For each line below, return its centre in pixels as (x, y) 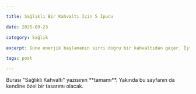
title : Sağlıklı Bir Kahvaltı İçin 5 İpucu (60, 16)
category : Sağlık (27, 37)
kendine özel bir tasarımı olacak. (45, 86)
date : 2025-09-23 (27, 27)
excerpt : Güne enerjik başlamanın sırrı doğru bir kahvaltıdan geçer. (94, 48)
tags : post (19, 59)
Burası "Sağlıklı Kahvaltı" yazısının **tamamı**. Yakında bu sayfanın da (90, 80)
